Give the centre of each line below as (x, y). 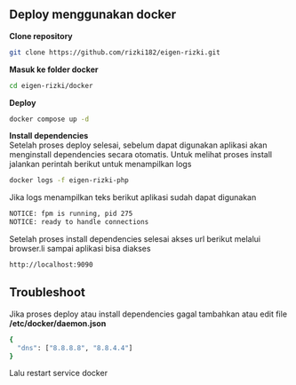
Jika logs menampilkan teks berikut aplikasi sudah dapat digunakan (133, 197)
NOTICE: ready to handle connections (79, 222)
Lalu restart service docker (59, 373)
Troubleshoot (48, 293)
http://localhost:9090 (51, 265)
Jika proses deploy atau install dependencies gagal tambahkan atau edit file (148, 314)
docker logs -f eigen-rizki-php (69, 180)
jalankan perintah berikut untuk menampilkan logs (100, 164)
